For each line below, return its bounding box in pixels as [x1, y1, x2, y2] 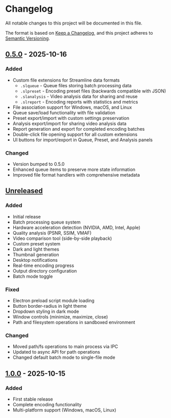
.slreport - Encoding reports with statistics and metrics [20, 99, 138, 105]
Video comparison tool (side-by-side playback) [12, 235, 112, 241]
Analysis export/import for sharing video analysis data [12, 120, 127, 127]
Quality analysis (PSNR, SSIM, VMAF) [12, 230, 92, 236]
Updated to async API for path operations [12, 349, 101, 355]
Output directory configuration [12, 267, 77, 274]
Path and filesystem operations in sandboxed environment [12, 319, 135, 325]
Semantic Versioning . [5, 35, 50, 41]
